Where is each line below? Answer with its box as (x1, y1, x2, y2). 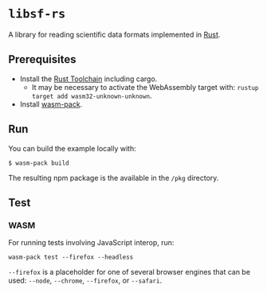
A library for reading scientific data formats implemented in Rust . (8, 29, 221, 39)
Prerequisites (8, 53, 77, 66)
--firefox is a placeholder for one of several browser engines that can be (8, 268, 251, 277)
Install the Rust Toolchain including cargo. (19, 74, 158, 84)
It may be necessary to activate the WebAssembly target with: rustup (31, 82, 259, 92)
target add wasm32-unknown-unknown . (31, 91, 152, 100)
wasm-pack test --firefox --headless (8, 253, 134, 261)
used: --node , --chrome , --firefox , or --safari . (8, 275, 162, 285)
